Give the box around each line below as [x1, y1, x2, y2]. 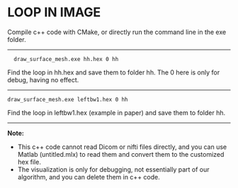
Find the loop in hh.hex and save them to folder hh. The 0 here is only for [7, 68, 220, 77]
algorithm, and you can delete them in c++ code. [17, 172, 161, 181]
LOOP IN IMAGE [7, 4, 101, 21]
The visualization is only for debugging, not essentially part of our [17, 165, 210, 174]
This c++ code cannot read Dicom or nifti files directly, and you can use [17, 143, 227, 151]
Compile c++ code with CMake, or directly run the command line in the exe [7, 28, 227, 36]
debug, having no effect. [7, 75, 79, 84]
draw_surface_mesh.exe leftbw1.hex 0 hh [7, 96, 129, 103]
